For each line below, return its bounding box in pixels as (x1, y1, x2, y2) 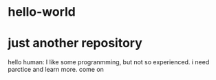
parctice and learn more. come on (8, 66, 104, 74)
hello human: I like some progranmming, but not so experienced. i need (8, 58, 210, 66)
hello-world (8, 4, 76, 20)
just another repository (8, 36, 143, 51)
